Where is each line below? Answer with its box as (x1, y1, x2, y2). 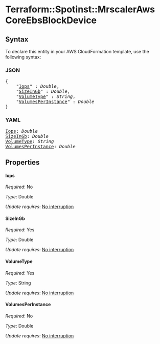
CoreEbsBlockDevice (5, 14, 97, 26)
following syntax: (5, 54, 41, 60)
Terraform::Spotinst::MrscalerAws (5, 4, 155, 15)
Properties (5, 158, 40, 167)
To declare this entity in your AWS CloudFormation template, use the (5, 49, 149, 54)
